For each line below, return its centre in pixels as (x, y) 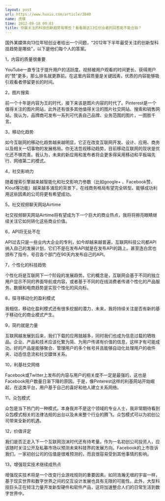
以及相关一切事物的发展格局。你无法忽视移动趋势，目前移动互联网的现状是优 (82, 149)
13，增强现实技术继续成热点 (33, 465)
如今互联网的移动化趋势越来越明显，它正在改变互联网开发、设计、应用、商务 (82, 142)
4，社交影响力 (20, 171)
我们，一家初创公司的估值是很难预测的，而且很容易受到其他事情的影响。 (78, 454)
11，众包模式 (18, 398)
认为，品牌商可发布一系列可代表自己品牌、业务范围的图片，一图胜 (84, 115)
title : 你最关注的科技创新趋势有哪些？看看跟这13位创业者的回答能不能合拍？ (73, 28)
